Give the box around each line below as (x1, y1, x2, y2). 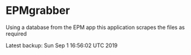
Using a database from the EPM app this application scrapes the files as (5, 24, 185, 31)
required (5, 30, 27, 37)
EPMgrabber (5, 4, 70, 18)
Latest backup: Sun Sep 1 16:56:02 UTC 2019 (5, 42, 118, 49)
